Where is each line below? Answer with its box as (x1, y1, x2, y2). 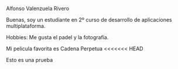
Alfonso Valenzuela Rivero (6, 5, 69, 12)
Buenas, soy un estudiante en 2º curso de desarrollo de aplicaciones (6, 16, 172, 23)
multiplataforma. (6, 23, 46, 29)
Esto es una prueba (6, 57, 53, 63)
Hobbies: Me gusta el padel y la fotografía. (6, 34, 109, 40)
